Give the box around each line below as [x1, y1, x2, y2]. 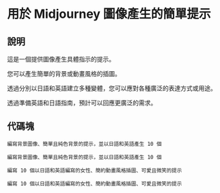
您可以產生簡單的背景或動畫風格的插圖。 [7, 70, 121, 77]
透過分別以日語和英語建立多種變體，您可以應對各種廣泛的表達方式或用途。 [7, 84, 217, 92]
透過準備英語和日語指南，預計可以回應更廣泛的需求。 [7, 99, 157, 107]
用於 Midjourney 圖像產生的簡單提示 [7, 6, 211, 22]
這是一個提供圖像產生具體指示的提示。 [7, 55, 115, 63]
